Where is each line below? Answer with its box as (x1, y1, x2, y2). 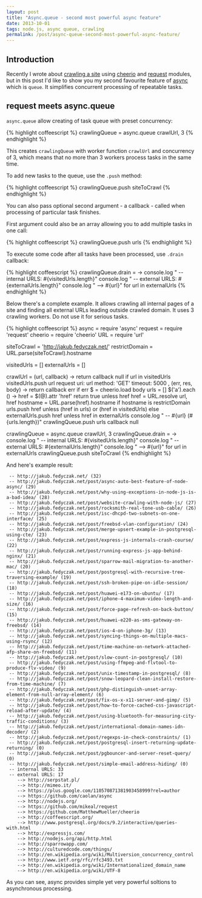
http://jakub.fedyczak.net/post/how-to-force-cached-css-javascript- (17, 702, 197, 709)
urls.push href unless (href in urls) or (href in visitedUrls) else (6, 405, 160, 412)
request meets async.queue (6, 101, 115, 111)
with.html (6, 825, 32, 831)
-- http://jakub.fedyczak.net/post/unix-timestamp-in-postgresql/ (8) (8, 670, 191, 676)
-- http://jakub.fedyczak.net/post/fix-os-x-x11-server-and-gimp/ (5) (8, 697, 191, 703)
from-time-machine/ (6, 681, 56, 687)
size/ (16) (6, 601, 34, 607)
